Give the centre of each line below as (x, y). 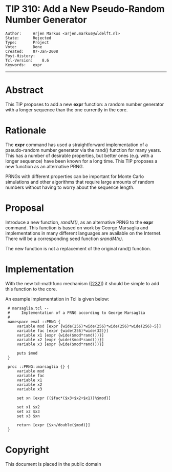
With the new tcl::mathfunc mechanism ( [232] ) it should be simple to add (82, 283)
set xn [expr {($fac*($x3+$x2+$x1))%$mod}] (64, 398)
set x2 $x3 (28, 411)
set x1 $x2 (28, 407)
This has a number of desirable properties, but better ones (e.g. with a (79, 155)
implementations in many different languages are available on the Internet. (84, 233)
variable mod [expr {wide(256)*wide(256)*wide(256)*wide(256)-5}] (89, 326)
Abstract (24, 90)
